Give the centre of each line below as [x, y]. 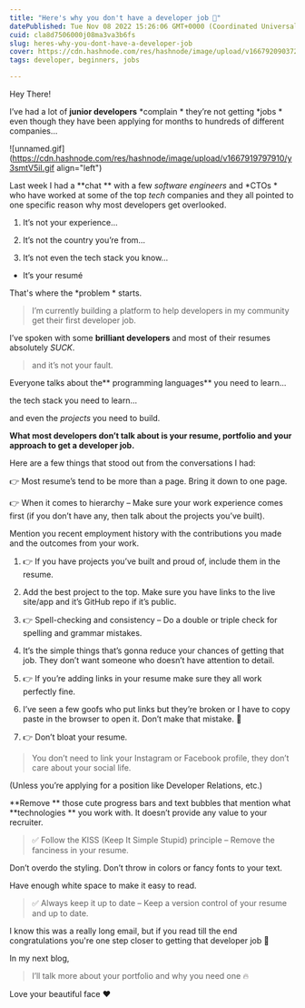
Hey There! [30, 94]
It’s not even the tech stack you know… [95, 257]
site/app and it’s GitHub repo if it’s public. [99, 602]
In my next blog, [39, 958]
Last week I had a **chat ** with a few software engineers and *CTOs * [144, 186]
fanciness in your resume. [80, 850]
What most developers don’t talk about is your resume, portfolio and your [151, 436]
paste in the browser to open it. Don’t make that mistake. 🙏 [132, 719]
